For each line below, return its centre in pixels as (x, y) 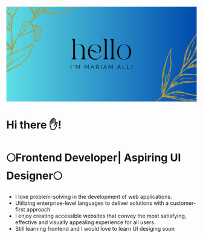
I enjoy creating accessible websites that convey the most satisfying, (101, 216)
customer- (183, 203)
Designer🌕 (34, 176)
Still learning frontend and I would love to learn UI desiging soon (95, 229)
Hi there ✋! (34, 125)
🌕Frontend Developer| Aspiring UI (94, 158)
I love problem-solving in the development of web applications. (93, 197)
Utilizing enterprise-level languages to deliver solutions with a (92, 203)
